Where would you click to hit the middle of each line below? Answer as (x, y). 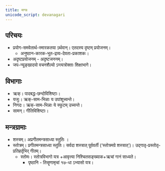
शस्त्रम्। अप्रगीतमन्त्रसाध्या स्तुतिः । (41, 139)
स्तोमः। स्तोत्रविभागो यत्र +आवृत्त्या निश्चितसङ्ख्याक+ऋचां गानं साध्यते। (78, 157)
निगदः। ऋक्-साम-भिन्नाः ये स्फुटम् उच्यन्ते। (48, 105)
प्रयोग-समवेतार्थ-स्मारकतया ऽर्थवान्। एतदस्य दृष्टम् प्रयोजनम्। (62, 48)
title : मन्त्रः (17, 10)
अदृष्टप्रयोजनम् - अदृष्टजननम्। (38, 59)
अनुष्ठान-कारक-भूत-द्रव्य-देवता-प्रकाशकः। (55, 54)
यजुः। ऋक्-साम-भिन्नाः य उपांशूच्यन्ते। (44, 100)
